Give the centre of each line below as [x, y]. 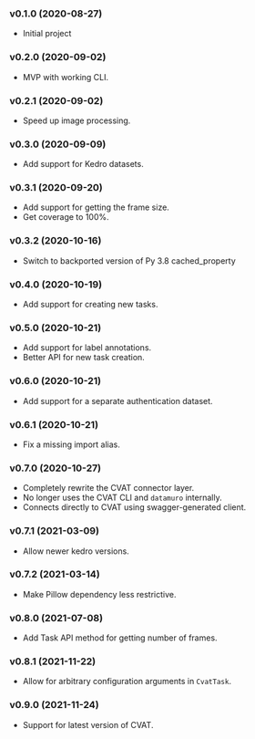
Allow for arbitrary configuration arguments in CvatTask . [127, 682]
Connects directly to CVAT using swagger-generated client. [134, 507]
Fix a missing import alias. [71, 444]
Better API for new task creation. [84, 358]
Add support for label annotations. [87, 348]
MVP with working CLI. [66, 77]
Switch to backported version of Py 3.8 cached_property [129, 260]
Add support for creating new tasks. [90, 305]
